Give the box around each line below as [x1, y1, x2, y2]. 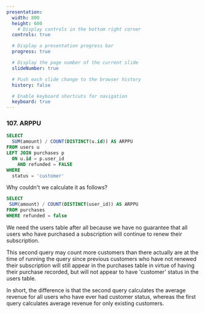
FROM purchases [6, 207, 45, 213]
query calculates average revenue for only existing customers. [6, 300, 164, 307]
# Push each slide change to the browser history [12, 76, 141, 83]
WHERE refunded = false [6, 213, 68, 219]
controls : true [12, 32, 51, 38]
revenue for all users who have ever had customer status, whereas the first [6, 293, 196, 300]
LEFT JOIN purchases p [6, 150, 64, 156]
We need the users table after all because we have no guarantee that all [6, 224, 188, 231]
